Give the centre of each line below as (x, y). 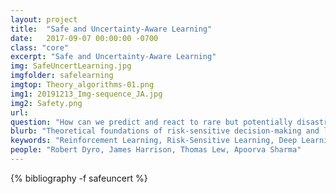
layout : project (44, 19)
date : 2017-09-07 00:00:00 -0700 (84, 38)
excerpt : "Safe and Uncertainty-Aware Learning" (113, 57)
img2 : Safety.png (46, 103)
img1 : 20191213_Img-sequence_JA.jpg (86, 94)
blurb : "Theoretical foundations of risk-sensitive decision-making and (165, 131)
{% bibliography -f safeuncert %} (79, 178)
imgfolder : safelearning (62, 76)
